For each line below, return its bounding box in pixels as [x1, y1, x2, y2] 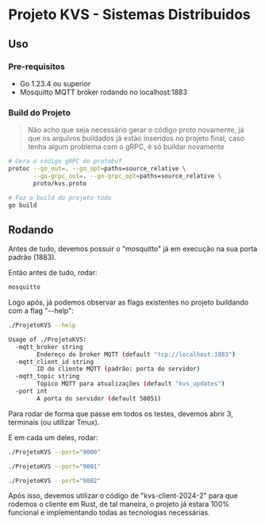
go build [8, 201, 37, 209]
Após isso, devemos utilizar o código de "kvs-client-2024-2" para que [8, 491, 238, 500]
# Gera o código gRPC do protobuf [8, 157, 123, 166]
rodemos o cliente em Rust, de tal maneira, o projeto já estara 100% [8, 500, 230, 509]
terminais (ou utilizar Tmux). [8, 417, 100, 427]
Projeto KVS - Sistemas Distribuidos [8, 6, 252, 24]
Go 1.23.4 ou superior [19, 79, 91, 88]
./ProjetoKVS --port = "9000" [8, 448, 102, 456]
